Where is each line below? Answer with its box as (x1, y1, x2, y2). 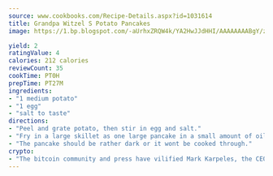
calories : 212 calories (8, 57, 89, 65)
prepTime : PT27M (8, 79, 63, 88)
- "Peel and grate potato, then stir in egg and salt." (8, 125, 201, 133)
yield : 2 (8, 41, 38, 49)
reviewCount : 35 (8, 64, 63, 73)
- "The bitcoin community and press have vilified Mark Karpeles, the (8, 155, 253, 163)
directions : (8, 117, 49, 126)
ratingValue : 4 (8, 49, 60, 58)
